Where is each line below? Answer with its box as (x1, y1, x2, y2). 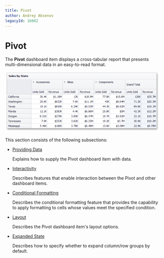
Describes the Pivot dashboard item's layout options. (12, 224, 119, 230)
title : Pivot (5, 8, 32, 13)
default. (12, 248, 28, 254)
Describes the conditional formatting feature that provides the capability (12, 199, 159, 205)
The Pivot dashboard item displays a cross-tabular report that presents (5, 57, 149, 63)
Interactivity (12, 165, 37, 172)
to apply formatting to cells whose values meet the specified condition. (12, 205, 156, 211)
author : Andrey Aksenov (5, 13, 54, 18)
